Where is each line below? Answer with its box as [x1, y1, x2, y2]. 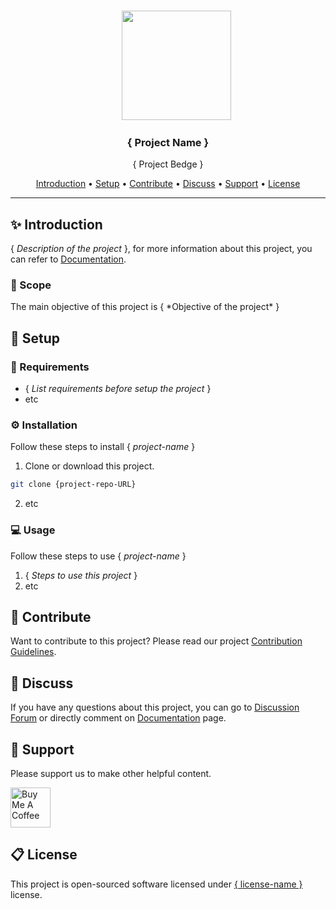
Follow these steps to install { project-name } [10, 441, 196, 453]
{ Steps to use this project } [24, 569, 138, 581]
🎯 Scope [10, 278, 52, 292]
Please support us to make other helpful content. [10, 768, 212, 779]
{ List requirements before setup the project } [24, 383, 212, 395]
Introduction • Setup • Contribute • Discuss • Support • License [35, 178, 301, 190]
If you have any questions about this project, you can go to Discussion [10, 701, 300, 714]
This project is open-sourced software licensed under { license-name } [10, 878, 303, 890]
